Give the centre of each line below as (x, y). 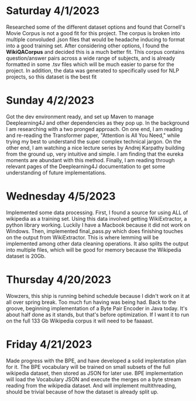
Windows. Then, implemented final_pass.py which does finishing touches (94, 231)
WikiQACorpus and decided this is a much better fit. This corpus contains (95, 52)
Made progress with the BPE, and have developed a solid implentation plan (96, 361)
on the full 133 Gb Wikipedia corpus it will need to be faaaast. (80, 321)
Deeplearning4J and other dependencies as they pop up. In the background (98, 123)
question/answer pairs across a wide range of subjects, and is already (91, 58)
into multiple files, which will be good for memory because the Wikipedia (94, 249)
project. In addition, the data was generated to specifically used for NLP (93, 70)
